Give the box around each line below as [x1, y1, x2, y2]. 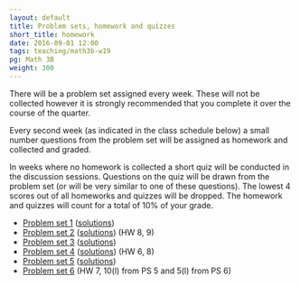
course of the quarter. [9, 107, 91, 118]
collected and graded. [9, 143, 92, 154]
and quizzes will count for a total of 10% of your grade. [9, 199, 214, 210]
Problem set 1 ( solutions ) [22, 217, 115, 228]
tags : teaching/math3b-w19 [9, 47, 111, 56]
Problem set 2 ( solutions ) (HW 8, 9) [22, 226, 155, 237]
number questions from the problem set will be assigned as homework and [9, 134, 288, 145]
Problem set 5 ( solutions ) [22, 255, 117, 266]
